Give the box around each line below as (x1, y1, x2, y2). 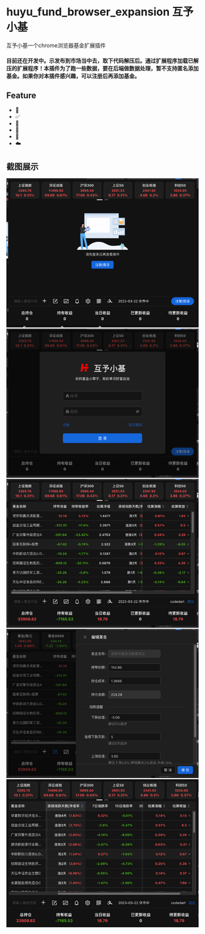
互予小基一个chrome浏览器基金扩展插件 (6, 42, 106, 49)
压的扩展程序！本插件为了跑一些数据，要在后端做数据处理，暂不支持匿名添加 (6, 64, 199, 72)
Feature (6, 90, 37, 100)
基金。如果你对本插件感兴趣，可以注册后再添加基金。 (6, 72, 140, 80)
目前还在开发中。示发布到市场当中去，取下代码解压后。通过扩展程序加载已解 (6, 57, 199, 64)
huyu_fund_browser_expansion (6, 5, 170, 19)
